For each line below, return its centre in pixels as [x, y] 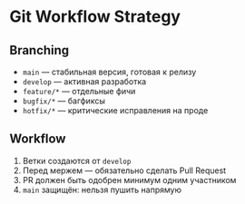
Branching [39, 50]
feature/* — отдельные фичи [79, 91]
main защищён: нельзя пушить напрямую [102, 189]
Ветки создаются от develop [77, 160]
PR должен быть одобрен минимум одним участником [129, 180]
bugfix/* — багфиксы [64, 101]
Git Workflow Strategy [95, 17]
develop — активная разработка [84, 82]
